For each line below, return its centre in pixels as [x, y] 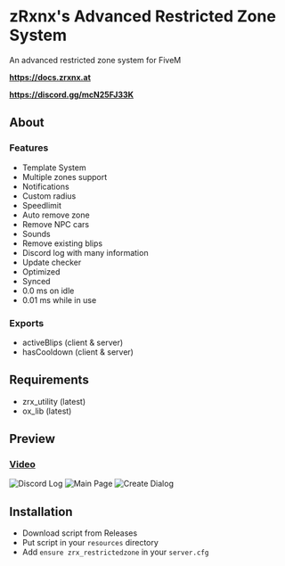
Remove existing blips [62, 243]
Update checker [52, 262]
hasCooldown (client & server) [77, 352]
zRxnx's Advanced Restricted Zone [142, 16]
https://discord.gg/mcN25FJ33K [72, 94]
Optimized [41, 271]
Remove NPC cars [56, 224]
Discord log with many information [85, 252]
